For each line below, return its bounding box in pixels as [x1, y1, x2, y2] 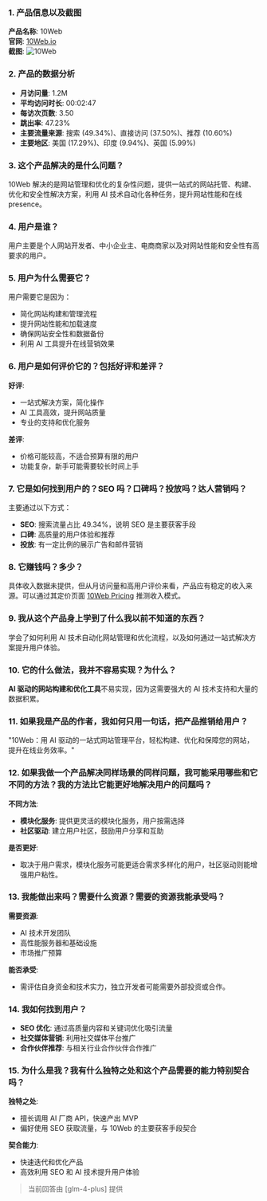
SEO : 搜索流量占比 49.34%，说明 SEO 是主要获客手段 [19, 520, 197, 529]
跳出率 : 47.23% [19, 118, 70, 128]
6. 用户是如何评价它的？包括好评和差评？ [8, 361, 165, 372]
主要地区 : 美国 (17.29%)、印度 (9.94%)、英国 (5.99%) [19, 138, 196, 147]
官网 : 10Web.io [8, 37, 57, 46]
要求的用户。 [8, 251, 50, 261]
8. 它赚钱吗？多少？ [8, 562, 84, 572]
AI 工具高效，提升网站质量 [19, 407, 106, 417]
